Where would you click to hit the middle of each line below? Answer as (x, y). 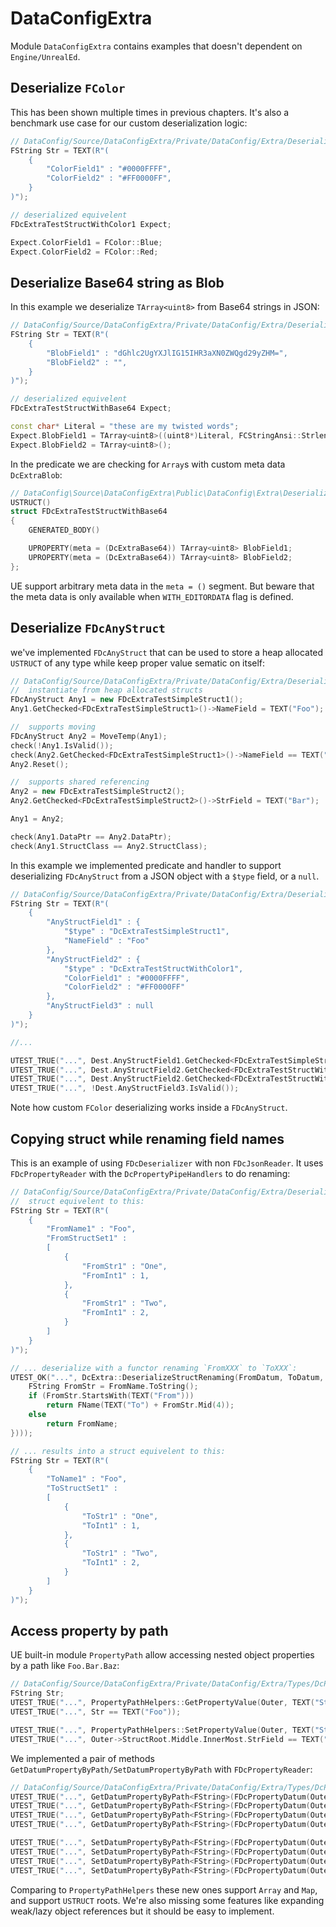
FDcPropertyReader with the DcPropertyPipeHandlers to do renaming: (150, 1173)
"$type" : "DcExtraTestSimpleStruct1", (146, 932)
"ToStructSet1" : (82, 1488)
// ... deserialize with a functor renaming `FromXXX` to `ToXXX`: (154, 1368)
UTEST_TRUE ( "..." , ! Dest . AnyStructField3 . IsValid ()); (125, 1088)
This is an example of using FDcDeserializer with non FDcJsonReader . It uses (167, 1163)
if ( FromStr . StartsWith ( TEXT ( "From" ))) (111, 1396)
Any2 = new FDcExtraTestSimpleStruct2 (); (98, 792)
